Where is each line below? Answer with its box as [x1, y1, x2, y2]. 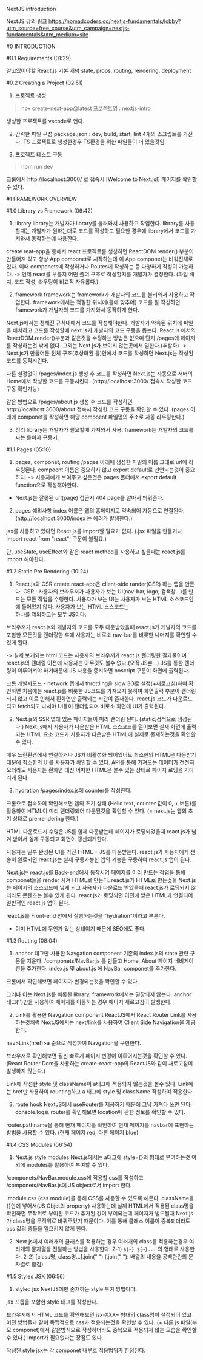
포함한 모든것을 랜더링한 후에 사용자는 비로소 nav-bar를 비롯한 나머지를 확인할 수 [6, 631, 198, 638]
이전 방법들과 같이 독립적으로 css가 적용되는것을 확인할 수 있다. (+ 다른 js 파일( [6, 1319, 193, 1326]
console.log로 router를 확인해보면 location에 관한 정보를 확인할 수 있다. [15, 1109, 186, 1115]
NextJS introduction [6, 5, 56, 12]
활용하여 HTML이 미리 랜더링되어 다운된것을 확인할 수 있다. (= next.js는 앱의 [6, 807, 187, 815]
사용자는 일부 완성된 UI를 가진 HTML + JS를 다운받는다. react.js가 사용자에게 [6, 849, 189, 855]
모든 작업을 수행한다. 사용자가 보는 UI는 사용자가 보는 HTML [26, 595, 168, 603]
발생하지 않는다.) [6, 1067, 46, 1075]
